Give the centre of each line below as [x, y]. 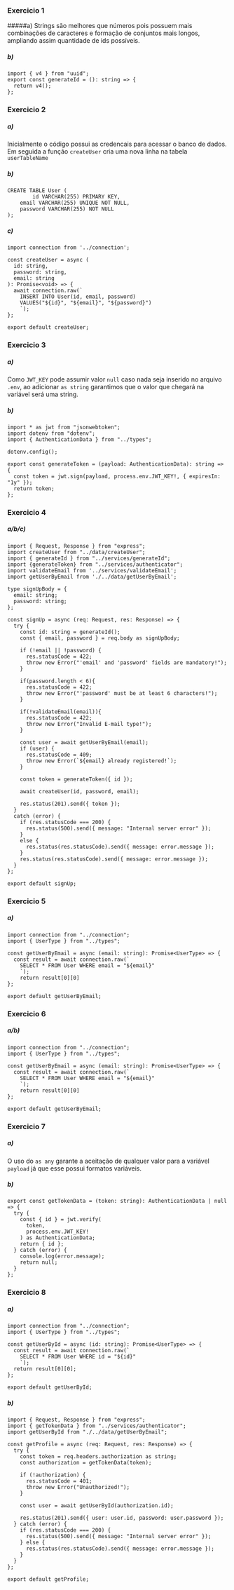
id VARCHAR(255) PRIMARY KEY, [76, 197]
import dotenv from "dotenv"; [51, 433]
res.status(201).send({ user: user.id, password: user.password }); [122, 1518]
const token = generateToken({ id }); [76, 779]
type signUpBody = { [37, 589]
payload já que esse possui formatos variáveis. [75, 1168]
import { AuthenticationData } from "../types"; [80, 439]
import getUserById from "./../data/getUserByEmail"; [88, 1432]
